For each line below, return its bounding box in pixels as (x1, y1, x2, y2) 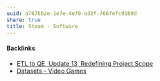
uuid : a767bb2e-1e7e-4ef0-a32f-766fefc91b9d (6, 10, 137, 17)
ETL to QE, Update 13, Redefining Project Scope (16, 59, 154, 67)
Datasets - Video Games (16, 67, 87, 75)
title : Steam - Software (6, 23, 78, 30)
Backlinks (6, 44, 36, 52)
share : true (6, 16, 41, 23)
